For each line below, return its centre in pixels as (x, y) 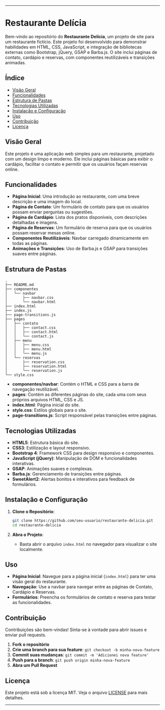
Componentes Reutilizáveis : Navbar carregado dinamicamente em (80, 238)
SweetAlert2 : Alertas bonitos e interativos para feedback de (73, 479)
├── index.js (18, 311)
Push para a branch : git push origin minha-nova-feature (71, 660)
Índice (15, 78)
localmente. (31, 549)
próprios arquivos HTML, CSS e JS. (48, 400)
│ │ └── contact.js (29, 337)
